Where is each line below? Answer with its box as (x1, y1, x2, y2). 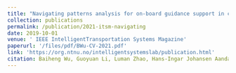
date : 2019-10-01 (7, 29, 58, 37)
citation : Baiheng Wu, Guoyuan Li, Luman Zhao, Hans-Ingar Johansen (7, 56, 212, 63)
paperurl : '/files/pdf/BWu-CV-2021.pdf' (7, 42, 128, 49)
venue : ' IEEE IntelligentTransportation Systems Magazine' (7, 36, 188, 43)
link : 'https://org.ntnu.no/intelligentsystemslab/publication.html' (7, 49, 216, 56)
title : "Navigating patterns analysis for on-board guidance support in (7, 10, 225, 17)
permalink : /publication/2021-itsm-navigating (7, 23, 146, 30)
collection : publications (7, 17, 83, 24)
